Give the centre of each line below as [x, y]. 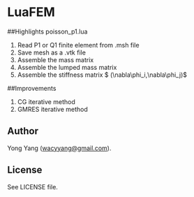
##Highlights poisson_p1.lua [47, 31]
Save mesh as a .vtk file [51, 52]
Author [23, 131]
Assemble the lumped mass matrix [67, 67]
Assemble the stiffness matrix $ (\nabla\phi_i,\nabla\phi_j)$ [102, 75]
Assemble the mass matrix [55, 59]
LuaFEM [31, 12]
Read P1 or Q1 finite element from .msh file [78, 45]
